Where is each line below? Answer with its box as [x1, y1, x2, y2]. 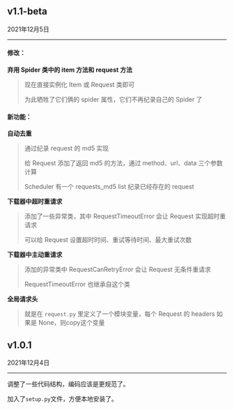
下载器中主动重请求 [7, 250, 63, 259]
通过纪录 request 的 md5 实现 [24, 144, 109, 153]
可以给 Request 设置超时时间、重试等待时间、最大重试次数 [24, 236, 192, 244]
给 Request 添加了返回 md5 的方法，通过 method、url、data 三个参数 [24, 159, 223, 167]
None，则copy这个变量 [38, 319, 105, 327]
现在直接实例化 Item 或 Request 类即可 [24, 80, 135, 89]
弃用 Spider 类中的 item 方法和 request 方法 [7, 66, 132, 74]
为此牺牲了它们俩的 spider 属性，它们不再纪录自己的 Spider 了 [24, 96, 203, 104]
